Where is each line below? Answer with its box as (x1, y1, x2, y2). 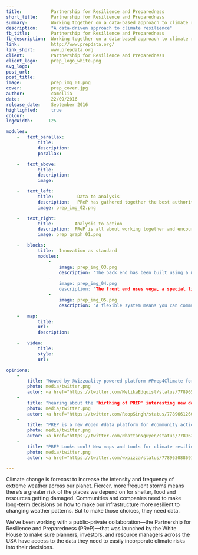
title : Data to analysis (37, 194, 120, 200)
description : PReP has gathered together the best (37, 199, 170, 205)
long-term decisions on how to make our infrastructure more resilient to (6, 501, 180, 508)
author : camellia (6, 91, 72, 97)
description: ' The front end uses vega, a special (58, 286, 186, 292)
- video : (16, 340, 44, 346)
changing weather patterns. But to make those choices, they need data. (6, 507, 180, 514)
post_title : (6, 74, 35, 80)
